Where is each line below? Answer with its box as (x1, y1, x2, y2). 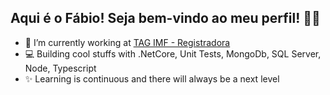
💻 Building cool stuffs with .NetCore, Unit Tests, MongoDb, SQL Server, (24, 47, 322, 60)
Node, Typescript (24, 62, 97, 74)
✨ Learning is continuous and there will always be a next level (24, 72, 280, 85)
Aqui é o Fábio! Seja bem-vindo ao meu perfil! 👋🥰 (10, 10, 321, 27)
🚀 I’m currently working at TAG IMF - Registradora (24, 36, 231, 48)
